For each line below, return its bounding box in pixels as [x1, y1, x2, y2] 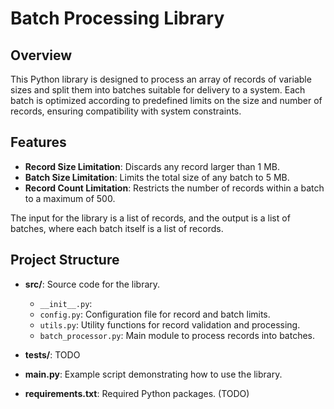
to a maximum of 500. [24, 192, 116, 204]
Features [10, 134, 67, 151]
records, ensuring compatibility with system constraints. [10, 105, 242, 117]
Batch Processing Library [10, 7, 225, 30]
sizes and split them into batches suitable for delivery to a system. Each [10, 84, 306, 96]
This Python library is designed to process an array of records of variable [10, 73, 312, 85]
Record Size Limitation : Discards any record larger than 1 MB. [24, 160, 280, 172]
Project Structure [10, 252, 120, 269]
